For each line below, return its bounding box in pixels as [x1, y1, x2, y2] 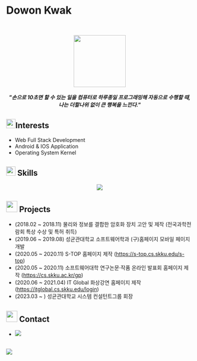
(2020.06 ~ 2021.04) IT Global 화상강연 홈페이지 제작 [14, 279, 141, 286]
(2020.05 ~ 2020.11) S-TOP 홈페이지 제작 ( [14, 251, 116, 258]
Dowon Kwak [6, 4, 72, 17]
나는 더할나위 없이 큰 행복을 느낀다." [58, 101, 141, 108]
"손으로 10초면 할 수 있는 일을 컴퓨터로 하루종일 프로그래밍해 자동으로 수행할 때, [8, 93, 191, 101]
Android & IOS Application [14, 142, 79, 150]
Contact [18, 314, 50, 324]
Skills [17, 168, 38, 178]
